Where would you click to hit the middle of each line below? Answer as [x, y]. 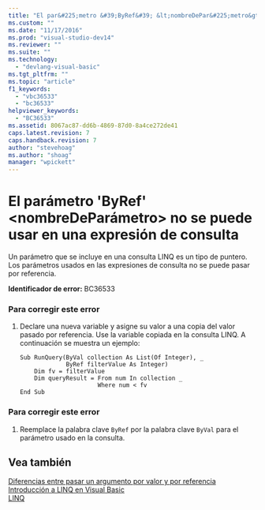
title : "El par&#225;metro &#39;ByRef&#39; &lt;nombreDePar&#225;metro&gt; [135, 15]
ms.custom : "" [32, 23]
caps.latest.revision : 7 [49, 133]
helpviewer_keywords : [44, 111]
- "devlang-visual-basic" [58, 67]
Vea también [40, 463]
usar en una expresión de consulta [123, 235]
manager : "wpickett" [42, 163]
